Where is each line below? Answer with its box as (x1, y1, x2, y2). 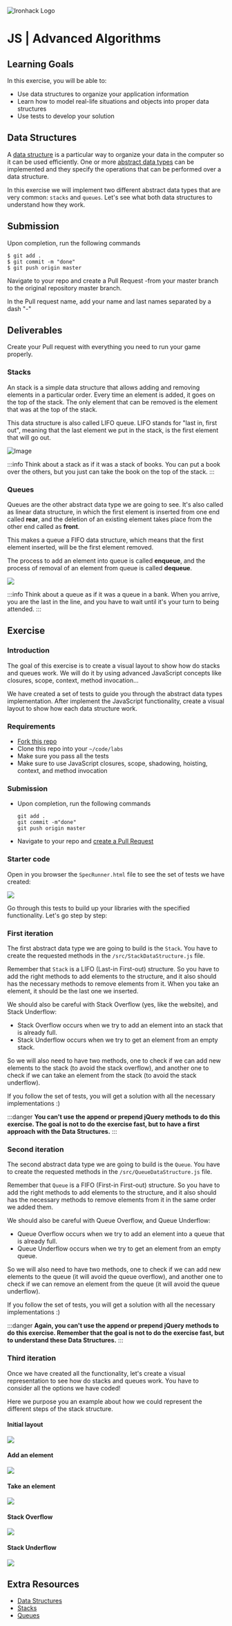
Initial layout (7, 1421, 43, 1429)
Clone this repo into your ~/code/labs (17, 745, 124, 753)
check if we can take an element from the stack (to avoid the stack (7, 1071, 197, 1079)
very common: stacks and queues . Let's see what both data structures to (7, 193, 213, 201)
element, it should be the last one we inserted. (7, 987, 139, 995)
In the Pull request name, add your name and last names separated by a (7, 297, 212, 306)
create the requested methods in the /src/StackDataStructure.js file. (7, 951, 205, 960)
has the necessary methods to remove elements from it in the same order (7, 1196, 216, 1204)
